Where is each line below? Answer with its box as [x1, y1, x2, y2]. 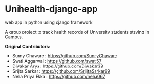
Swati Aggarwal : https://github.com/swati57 [12, 58, 102, 64]
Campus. [5, 34, 23, 40]
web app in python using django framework [5, 19, 93, 25]
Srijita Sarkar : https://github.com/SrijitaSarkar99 [12, 68, 111, 74]
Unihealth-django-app [5, 3, 98, 15]
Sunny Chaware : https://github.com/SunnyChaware [12, 52, 117, 59]
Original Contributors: [5, 43, 51, 49]
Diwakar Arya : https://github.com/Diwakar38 [12, 63, 103, 69]
